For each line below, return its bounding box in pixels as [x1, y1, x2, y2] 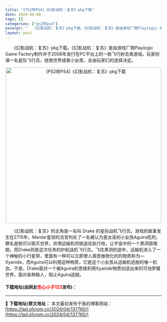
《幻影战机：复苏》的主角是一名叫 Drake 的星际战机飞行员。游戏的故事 [13, 228, 157, 234]
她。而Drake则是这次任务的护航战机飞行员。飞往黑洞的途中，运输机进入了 [5, 247, 157, 252]
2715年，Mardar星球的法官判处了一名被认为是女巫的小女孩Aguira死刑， [13, 234, 161, 240]
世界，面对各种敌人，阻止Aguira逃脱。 [5, 272, 84, 277]
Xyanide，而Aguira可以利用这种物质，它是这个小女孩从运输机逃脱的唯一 [5, 259, 153, 265]
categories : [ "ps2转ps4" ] [5, 21, 58, 26]
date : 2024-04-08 [5, 12, 41, 17]
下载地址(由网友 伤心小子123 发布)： [5, 284, 77, 290]
